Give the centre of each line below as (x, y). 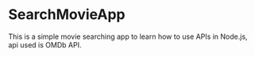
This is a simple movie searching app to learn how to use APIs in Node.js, (128, 36)
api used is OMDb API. (45, 44)
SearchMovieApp (67, 15)
